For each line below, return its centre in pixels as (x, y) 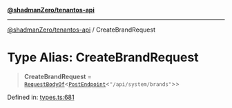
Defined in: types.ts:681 (41, 97)
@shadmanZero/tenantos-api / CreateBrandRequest (81, 30)
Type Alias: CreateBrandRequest (103, 57)
